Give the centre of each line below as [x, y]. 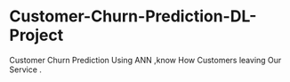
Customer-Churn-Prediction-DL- [133, 16]
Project [36, 35]
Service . [26, 70]
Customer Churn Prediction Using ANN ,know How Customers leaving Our [145, 60]
